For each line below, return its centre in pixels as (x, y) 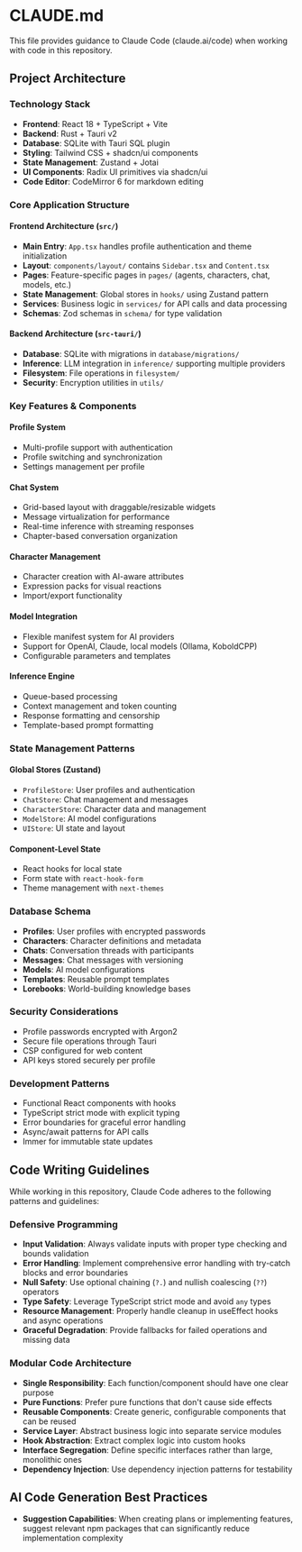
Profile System (37, 427)
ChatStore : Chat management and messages (105, 799)
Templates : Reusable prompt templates (96, 979)
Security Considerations (64, 1012)
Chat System (34, 487)
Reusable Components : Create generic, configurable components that (154, 1411)
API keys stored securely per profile (89, 1060)
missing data (46, 1340)
